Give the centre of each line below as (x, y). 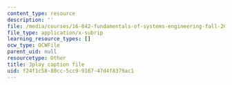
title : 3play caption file (46, 64)
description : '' (30, 20)
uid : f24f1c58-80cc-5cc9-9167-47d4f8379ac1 (71, 71)
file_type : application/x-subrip (55, 33)
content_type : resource (41, 13)
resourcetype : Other (37, 58)
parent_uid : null (32, 52)
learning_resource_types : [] (49, 39)
